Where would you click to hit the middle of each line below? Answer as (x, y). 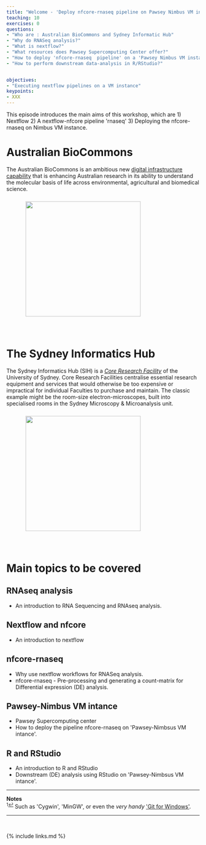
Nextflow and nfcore (46, 625)
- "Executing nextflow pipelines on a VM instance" (74, 86)
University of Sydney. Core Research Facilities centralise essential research (102, 377)
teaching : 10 (23, 18)
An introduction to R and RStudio (56, 768)
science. (17, 189)
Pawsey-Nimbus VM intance (62, 706)
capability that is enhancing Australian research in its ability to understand (100, 176)
